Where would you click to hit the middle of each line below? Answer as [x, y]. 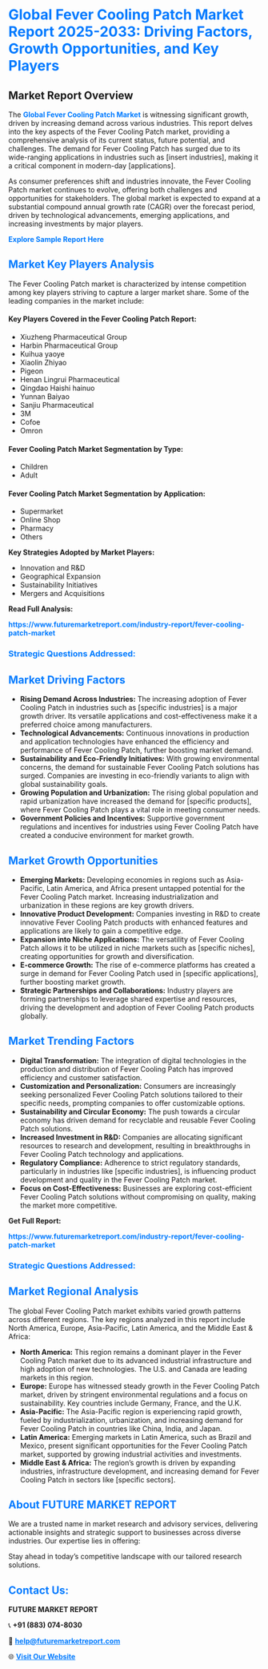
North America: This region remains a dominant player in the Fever [130, 1352]
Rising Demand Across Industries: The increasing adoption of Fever [133, 699]
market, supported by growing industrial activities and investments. [131, 1454]
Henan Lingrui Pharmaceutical [70, 380]
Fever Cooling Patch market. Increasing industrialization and [119, 897]
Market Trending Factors [71, 1041]
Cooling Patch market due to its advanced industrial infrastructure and [136, 1361]
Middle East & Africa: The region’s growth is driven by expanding [128, 1462]
